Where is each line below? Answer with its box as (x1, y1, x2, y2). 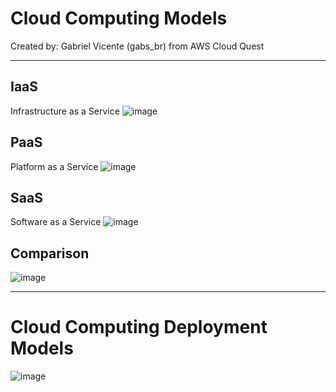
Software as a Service (10, 216, 102, 228)
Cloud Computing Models (10, 7, 228, 30)
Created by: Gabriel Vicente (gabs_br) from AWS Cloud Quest (10, 40, 265, 52)
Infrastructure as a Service (10, 105, 120, 117)
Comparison (10, 245, 90, 262)
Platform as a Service (10, 160, 99, 172)
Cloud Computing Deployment (10, 316, 268, 339)
